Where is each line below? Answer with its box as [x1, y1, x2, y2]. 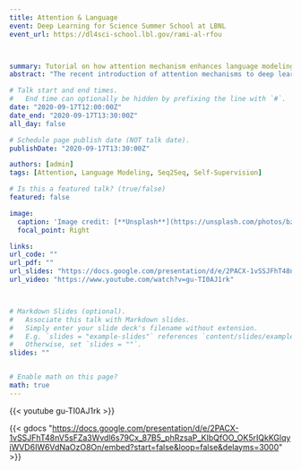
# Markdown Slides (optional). [9, 306, 126, 316]
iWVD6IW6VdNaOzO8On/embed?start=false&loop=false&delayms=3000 [9, 441, 279, 452]
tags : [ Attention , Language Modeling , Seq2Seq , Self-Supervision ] [9, 168, 262, 177]
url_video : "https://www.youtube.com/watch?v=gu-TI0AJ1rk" [9, 275, 235, 284]
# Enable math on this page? [9, 372, 118, 381]
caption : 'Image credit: [17, 217, 110, 226]
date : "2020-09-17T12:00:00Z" [9, 103, 123, 112]
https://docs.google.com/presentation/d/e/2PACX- [52, 423, 239, 433]
